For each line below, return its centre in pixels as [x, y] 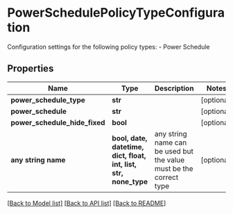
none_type [130, 181]
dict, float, [129, 156]
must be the [174, 168]
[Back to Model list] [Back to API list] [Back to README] [87, 203]
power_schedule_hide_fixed [58, 122]
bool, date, [130, 138]
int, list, [124, 164]
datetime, [128, 147]
